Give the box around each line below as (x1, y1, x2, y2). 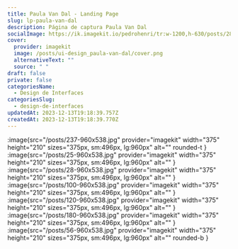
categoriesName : (7, 83, 55, 90)
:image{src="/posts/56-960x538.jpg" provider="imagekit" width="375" (7, 226, 217, 234)
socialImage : (7, 30, 46, 38)
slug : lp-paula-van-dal (7, 17, 78, 24)
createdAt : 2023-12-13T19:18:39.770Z (7, 116, 119, 123)
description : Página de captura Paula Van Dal (7, 23, 147, 31)
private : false (7, 76, 52, 84)
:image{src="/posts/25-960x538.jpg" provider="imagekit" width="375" (7, 150, 216, 159)
